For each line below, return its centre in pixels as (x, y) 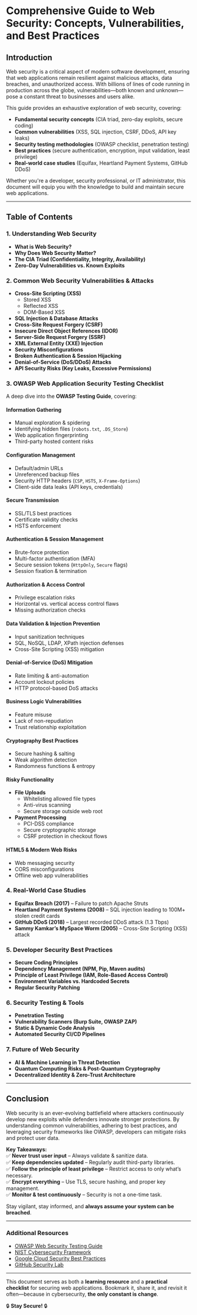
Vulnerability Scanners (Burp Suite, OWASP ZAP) (76, 1022)
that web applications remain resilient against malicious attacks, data (89, 78)
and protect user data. (33, 1138)
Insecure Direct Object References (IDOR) (66, 331)
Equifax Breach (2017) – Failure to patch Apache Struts (81, 903)
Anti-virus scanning (47, 805)
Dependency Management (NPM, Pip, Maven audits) (80, 969)
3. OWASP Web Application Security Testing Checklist (85, 383)
